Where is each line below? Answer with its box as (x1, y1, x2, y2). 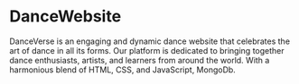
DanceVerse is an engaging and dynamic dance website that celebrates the (9, 36, 291, 46)
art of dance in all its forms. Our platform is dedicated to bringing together (9, 45, 285, 55)
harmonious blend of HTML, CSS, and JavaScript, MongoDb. (9, 64, 237, 75)
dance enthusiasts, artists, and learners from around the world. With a (9, 55, 270, 65)
